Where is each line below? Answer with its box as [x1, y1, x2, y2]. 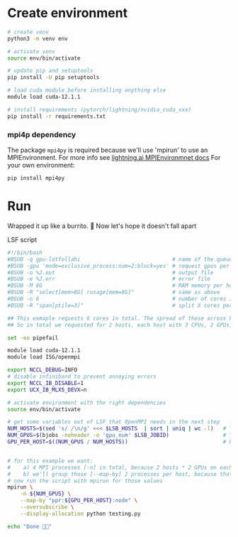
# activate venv [7, 48, 55, 55]
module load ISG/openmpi [7, 354, 81, 361]
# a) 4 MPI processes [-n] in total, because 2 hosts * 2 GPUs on [7, 464, 217, 471]
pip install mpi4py [7, 174, 65, 182]
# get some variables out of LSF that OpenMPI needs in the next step [7, 418, 220, 425]
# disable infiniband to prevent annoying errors [7, 373, 157, 381]
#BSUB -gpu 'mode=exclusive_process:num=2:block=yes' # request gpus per [7, 262, 230, 269]
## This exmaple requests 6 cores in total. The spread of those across [7, 315, 227, 322]
